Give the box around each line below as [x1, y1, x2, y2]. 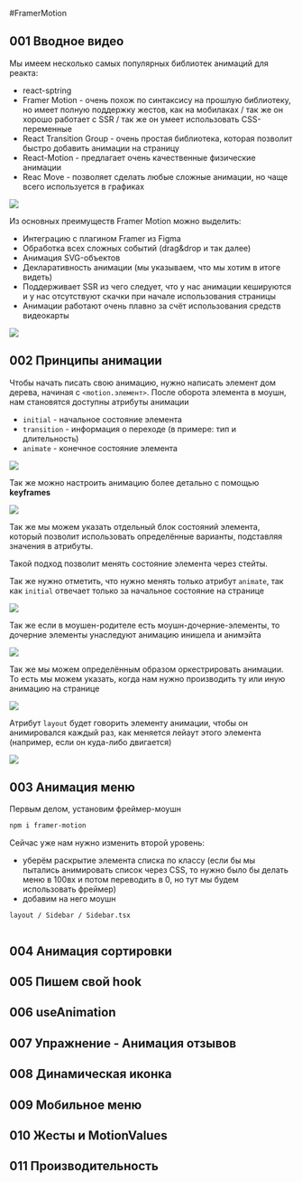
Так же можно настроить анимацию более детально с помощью [9, 477, 260, 487]
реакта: [9, 67, 39, 78]
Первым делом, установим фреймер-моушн [9, 804, 182, 815]
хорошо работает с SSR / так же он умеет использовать [22, 113, 240, 125]
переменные [22, 123, 72, 134]
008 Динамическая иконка [9, 1066, 172, 1082]
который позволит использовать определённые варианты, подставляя [9, 531, 282, 542]
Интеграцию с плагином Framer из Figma [22, 232, 182, 243]
